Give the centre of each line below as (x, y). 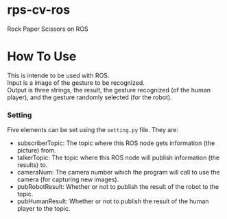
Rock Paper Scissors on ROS (48, 29)
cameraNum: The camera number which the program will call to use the (119, 172)
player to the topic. (44, 209)
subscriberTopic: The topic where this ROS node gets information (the (116, 143)
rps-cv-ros (39, 10)
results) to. (32, 165)
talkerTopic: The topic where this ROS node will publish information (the (118, 158)
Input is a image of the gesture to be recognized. (76, 82)
